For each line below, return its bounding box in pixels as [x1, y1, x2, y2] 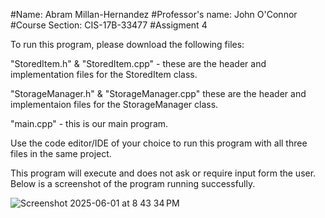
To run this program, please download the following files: [10, 39, 245, 50]
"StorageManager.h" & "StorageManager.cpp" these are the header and [10, 88, 307, 99]
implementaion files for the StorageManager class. [10, 99, 219, 110]
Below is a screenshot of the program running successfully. [10, 178, 256, 189]
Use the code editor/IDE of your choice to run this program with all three [10, 137, 308, 149]
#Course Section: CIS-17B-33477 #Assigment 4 [10, 19, 208, 31]
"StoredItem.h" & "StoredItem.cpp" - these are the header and [10, 58, 267, 69]
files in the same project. [10, 148, 112, 159]
